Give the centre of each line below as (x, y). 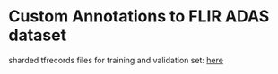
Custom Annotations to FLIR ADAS (139, 16)
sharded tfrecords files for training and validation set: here (116, 60)
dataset (38, 35)
